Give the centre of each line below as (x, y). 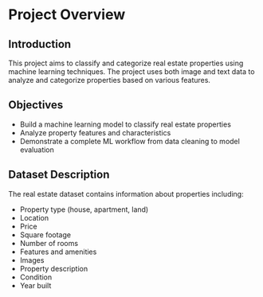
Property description (54, 268)
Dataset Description (59, 175)
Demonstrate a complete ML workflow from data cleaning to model (130, 141)
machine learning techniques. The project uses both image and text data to (131, 72)
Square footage (45, 234)
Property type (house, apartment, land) (84, 209)
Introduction (40, 44)
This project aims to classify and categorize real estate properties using (126, 63)
